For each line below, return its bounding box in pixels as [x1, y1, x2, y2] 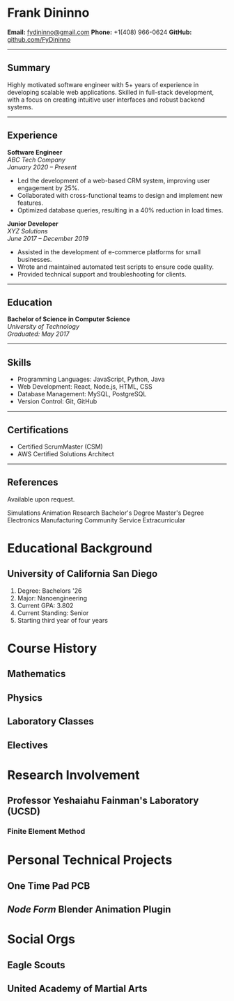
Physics [7, 692, 43, 704]
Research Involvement [7, 767, 140, 783]
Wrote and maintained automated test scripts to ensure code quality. [17, 263, 214, 271]
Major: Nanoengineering [17, 593, 88, 602]
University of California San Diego [7, 568, 158, 580]
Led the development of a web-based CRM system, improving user [17, 176, 210, 185]
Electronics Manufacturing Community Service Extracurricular [7, 515, 186, 524]
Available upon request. [7, 495, 75, 503]
